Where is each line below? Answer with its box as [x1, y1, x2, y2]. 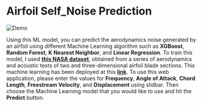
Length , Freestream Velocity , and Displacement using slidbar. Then [6, 81, 179, 88]
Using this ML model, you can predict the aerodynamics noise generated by [6, 36, 197, 43]
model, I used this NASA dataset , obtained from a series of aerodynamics [6, 55, 192, 62]
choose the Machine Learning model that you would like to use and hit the [6, 87, 192, 94]
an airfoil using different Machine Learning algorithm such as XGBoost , [6, 42, 184, 50]
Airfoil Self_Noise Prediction [6, 4, 152, 18]
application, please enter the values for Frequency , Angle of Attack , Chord [6, 75, 196, 82]
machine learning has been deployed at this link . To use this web [6, 68, 169, 75]
